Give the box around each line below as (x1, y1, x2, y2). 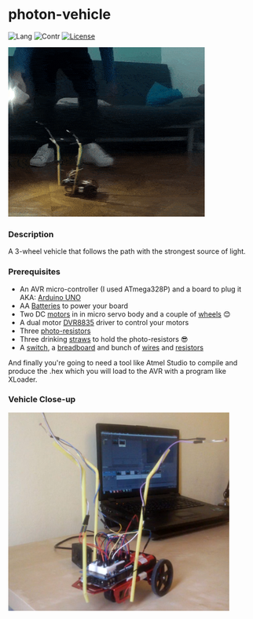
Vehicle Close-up (8, 394, 76, 405)
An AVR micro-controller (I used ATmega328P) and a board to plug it (19, 284, 242, 294)
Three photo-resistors (19, 326, 91, 335)
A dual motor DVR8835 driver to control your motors (19, 317, 189, 327)
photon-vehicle (8, 5, 112, 24)
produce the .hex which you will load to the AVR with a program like (8, 366, 226, 375)
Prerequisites (8, 266, 60, 277)
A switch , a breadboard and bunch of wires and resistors (19, 342, 204, 352)
